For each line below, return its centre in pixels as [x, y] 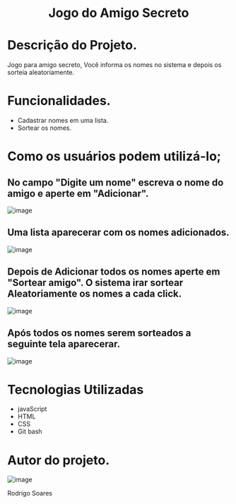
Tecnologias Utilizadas [76, 389]
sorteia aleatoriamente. [41, 73]
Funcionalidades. [59, 101]
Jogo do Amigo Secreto [119, 13]
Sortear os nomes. [45, 128]
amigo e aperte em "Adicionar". [78, 193]
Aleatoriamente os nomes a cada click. [95, 294]
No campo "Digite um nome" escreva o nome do [116, 182]
